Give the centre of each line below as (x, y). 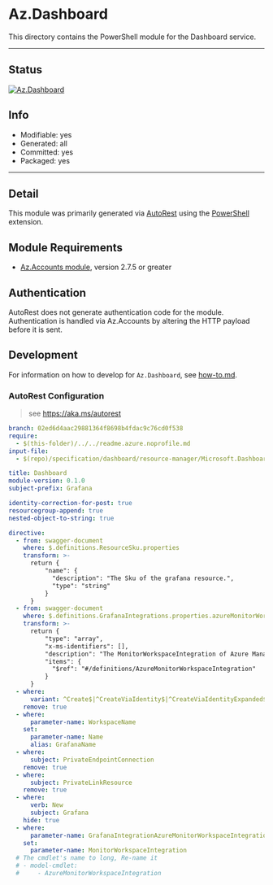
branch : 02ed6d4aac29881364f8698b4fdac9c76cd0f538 (96, 429)
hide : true (41, 820)
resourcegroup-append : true (56, 510)
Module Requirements (66, 248)
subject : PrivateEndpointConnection (92, 760)
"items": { (63, 661)
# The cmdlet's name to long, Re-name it (87, 858)
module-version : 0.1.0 (47, 481)
